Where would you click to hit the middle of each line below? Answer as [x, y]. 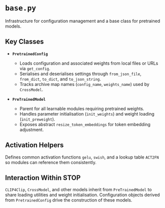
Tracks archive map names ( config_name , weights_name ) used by [84, 84]
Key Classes [25, 42]
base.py [21, 8]
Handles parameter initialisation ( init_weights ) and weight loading [87, 114]
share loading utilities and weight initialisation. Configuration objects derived [82, 195]
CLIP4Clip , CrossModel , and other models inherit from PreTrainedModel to [78, 190]
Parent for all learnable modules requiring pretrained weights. [82, 108]
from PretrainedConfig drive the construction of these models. [69, 200]
